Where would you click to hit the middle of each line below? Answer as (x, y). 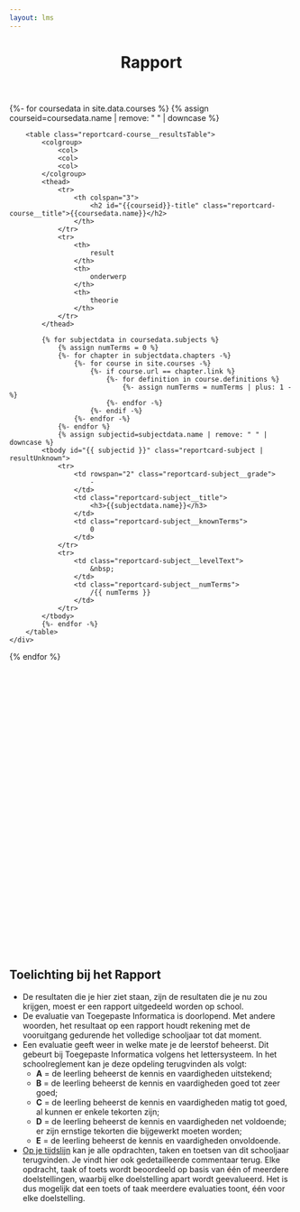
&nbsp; (102, 569)
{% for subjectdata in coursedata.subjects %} (131, 339)
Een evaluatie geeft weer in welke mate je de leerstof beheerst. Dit (145, 1044)
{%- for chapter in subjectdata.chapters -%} (144, 356)
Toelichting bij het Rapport (86, 975)
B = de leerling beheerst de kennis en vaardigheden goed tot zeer (158, 1083)
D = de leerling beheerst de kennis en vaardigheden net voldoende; (161, 1121)
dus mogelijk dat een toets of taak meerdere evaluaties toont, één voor (154, 1189)
